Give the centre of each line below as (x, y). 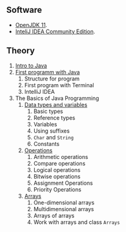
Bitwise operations (57, 176)
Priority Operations (57, 189)
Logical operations (57, 170)
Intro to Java (31, 65)
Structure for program (52, 79)
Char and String (54, 137)
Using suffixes (52, 131)
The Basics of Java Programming (57, 98)
